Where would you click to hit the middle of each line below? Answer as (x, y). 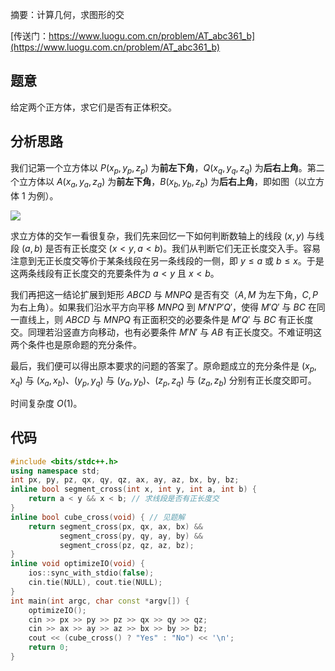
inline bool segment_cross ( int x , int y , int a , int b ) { (133, 489)
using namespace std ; (55, 471)
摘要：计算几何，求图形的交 (67, 14)
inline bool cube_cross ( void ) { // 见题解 (98, 517)
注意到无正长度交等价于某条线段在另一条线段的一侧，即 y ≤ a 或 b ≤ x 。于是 (167, 261)
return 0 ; (49, 648)
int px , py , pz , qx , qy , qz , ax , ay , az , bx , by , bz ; (125, 480)
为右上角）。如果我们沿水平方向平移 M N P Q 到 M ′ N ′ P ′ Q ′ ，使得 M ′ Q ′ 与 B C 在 (163, 307)
